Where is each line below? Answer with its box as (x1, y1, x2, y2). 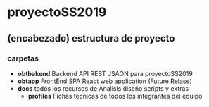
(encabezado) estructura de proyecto (7, 32, 175, 44)
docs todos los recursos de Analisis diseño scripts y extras (17, 84, 189, 92)
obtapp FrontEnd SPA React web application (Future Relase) (17, 77, 192, 85)
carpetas (7, 53, 39, 63)
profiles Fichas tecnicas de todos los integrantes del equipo (27, 92, 203, 100)
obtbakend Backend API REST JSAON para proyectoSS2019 (17, 69, 194, 77)
